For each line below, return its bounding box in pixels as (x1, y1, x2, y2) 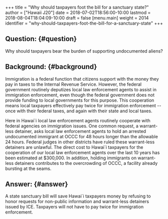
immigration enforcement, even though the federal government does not (5, 92, 155, 98)
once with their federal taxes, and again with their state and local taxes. (5, 108, 152, 114)
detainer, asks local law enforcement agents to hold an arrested (15, 128, 146, 134)
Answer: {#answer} (5, 180, 69, 188)
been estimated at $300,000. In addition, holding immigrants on (5, 155, 137, 161)
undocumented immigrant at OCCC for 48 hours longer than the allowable (5, 133, 158, 139)
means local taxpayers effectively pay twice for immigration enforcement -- (5, 102, 161, 108)
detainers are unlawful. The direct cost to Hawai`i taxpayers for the (5, 144, 144, 150)
